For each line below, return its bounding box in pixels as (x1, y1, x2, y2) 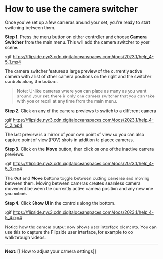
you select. (5, 191, 27, 196)
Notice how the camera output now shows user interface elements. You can (5, 224, 157, 230)
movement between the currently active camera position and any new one (5, 185, 154, 191)
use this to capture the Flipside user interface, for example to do (5, 229, 133, 235)
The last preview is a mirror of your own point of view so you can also (5, 131, 145, 137)
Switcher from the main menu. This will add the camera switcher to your (5, 39, 150, 45)
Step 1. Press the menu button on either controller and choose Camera (5, 34, 147, 40)
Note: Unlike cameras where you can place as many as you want (16, 88, 147, 94)
